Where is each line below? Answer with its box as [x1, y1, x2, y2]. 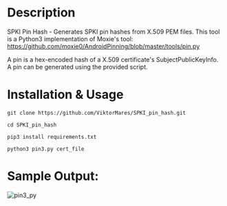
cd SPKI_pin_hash [7, 122, 57, 128]
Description [7, 5, 76, 21]
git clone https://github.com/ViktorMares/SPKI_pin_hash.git [7, 109, 186, 116]
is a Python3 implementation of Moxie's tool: [7, 34, 133, 43]
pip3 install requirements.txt [7, 133, 97, 140]
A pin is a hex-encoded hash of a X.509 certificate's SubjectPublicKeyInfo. [7, 55, 219, 63]
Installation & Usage [7, 87, 124, 102]
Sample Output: [7, 168, 99, 184]
